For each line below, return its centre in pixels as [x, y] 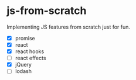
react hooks [30, 51]
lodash [23, 71]
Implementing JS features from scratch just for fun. [69, 27]
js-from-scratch [47, 11]
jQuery [23, 65]
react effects [30, 58]
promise [25, 38]
